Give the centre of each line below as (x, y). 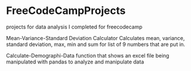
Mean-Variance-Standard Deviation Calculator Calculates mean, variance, (95, 38)
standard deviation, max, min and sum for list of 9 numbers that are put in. (96, 44)
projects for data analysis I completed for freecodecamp (74, 27)
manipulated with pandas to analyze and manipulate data (75, 62)
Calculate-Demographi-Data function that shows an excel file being (88, 55)
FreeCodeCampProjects (66, 11)
